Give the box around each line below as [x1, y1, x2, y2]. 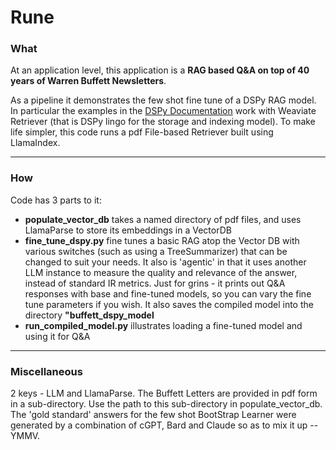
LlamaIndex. [10, 137, 61, 149]
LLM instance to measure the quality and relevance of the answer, [24, 266, 298, 278]
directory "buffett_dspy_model [24, 309, 155, 321]
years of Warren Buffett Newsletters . [10, 75, 167, 87]
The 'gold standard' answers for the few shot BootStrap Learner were [10, 409, 297, 421]
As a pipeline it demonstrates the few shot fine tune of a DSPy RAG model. [10, 94, 317, 106]
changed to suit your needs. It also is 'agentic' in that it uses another [24, 256, 307, 268]
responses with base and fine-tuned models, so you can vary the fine [24, 287, 312, 300]
